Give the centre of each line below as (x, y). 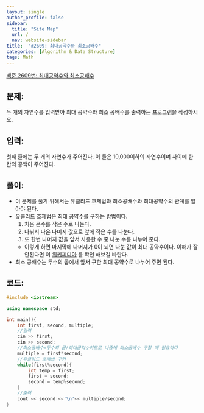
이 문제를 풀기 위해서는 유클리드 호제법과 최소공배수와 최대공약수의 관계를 (102, 201)
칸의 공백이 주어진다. (31, 164)
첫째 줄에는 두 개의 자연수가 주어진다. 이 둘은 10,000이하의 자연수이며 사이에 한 (100, 157)
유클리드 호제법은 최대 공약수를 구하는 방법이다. (71, 216)
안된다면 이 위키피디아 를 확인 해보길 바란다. (76, 255)
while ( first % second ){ (44, 365)
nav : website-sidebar (39, 40)
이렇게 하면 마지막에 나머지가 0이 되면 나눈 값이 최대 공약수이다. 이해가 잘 (111, 247)
